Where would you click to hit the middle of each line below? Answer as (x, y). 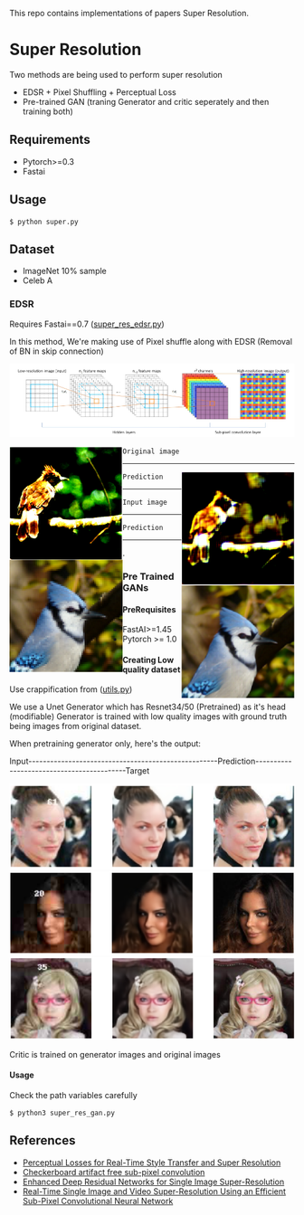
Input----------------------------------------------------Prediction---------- (151, 761)
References (43, 1140)
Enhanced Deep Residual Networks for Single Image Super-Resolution (153, 1182)
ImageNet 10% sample (64, 271)
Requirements (50, 140)
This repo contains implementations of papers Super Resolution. (129, 13)
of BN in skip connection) (57, 351)
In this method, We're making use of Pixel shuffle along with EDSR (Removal (151, 341)
